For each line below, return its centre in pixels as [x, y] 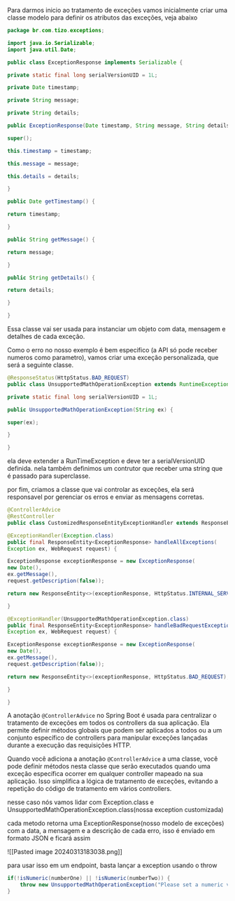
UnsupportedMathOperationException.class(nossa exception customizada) [115, 810]
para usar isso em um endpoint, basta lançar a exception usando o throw [112, 865]
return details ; [31, 291]
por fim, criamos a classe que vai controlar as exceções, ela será [101, 490]
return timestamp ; [34, 214]
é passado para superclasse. [49, 476]
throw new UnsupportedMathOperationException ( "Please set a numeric [122, 885]
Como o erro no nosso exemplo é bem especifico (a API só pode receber [113, 350]
